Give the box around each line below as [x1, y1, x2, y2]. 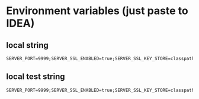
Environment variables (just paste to [6, 4, 188, 18]
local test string [6, 72, 65, 82]
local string [6, 40, 49, 50]
